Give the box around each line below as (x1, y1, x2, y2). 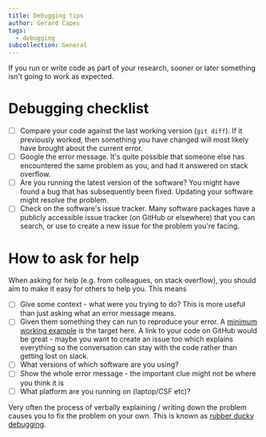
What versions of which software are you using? (19, 360, 179, 369)
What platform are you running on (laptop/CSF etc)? (19, 386, 191, 396)
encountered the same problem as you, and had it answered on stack (19, 161, 248, 171)
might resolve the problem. (19, 195, 109, 205)
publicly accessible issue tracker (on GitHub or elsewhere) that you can (19, 213, 256, 222)
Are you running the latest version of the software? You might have (19, 178, 240, 187)
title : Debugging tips (8, 11, 84, 20)
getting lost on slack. (19, 352, 89, 361)
